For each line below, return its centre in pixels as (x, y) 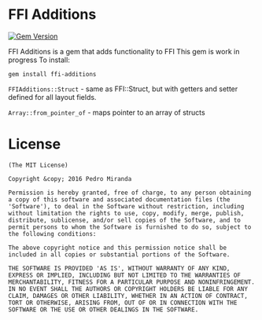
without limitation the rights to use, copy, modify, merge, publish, (126, 213)
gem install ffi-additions (52, 74)
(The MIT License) (38, 165)
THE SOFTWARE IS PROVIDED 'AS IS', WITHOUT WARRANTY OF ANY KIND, (119, 268)
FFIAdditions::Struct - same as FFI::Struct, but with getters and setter (123, 89)
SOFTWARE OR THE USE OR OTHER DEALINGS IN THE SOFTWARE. (103, 309)
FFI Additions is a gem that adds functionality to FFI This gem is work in (124, 51)
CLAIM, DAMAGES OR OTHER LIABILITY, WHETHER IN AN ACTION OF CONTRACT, (128, 296)
